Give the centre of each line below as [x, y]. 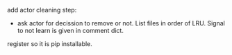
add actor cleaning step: [42, 10]
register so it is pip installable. [50, 44]
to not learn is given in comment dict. [70, 31]
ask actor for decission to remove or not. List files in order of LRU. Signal [121, 23]
